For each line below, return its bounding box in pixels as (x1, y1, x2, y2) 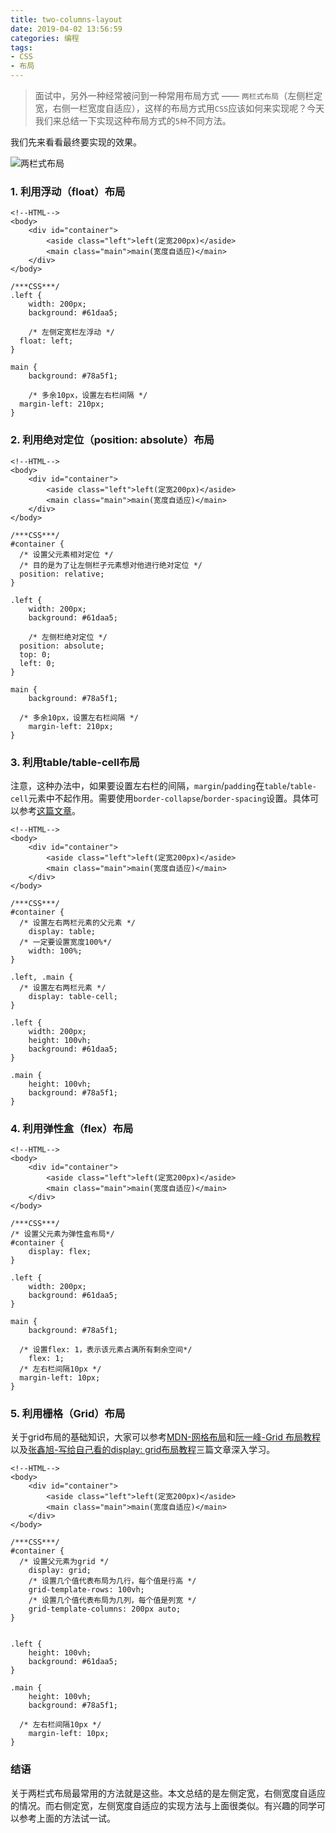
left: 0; (19, 658, 56, 668)
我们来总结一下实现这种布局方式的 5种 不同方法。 (34, 115, 232, 126)
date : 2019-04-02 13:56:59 (10, 24, 123, 34)
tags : (10, 42, 33, 53)
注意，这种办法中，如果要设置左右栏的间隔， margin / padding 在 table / (10, 779, 290, 791)
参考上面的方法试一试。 (18, 1812, 116, 1824)
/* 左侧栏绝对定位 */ (28, 632, 108, 642)
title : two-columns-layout (10, 14, 123, 25)
